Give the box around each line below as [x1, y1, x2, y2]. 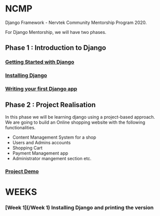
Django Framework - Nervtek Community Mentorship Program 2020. [5, 19, 147, 25]
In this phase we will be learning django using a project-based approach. [5, 114, 155, 120]
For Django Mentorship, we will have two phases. [5, 29, 106, 35]
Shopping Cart [12, 145, 42, 151]
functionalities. [5, 124, 36, 130]
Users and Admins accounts [12, 139, 71, 145]
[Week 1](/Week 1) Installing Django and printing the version [5, 204, 154, 211]
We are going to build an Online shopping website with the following [5, 119, 145, 125]
